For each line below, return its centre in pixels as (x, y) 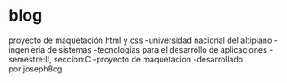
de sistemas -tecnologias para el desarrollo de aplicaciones (157, 49)
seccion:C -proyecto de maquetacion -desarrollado (148, 59)
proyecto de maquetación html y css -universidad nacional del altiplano (140, 40)
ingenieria (27, 49)
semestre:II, (30, 59)
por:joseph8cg (35, 69)
